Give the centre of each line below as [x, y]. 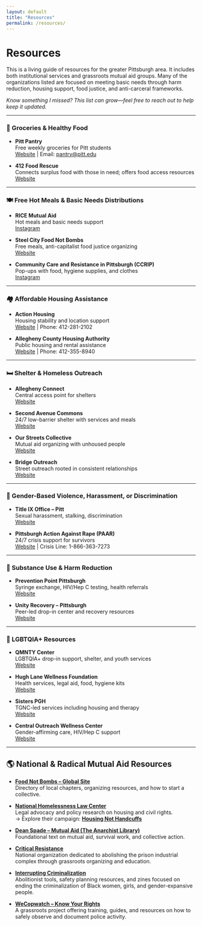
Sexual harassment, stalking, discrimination [69, 515]
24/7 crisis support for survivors [55, 540]
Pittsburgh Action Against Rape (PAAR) [65, 533]
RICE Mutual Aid [36, 215]
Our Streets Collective [43, 437]
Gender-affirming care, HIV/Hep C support [68, 732]
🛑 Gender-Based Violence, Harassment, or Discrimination [92, 496]
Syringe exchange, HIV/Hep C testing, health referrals [81, 587]
